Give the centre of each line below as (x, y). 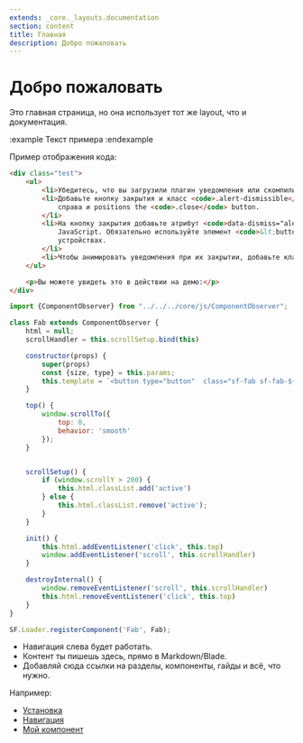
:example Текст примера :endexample (81, 140)
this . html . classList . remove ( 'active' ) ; (132, 506)
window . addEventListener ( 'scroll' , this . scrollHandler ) (149, 555)
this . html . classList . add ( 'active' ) (124, 489)
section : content (42, 26)
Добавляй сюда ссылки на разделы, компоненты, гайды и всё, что (151, 666)
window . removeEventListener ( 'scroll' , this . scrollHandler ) (155, 588)
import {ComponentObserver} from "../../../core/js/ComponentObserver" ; (149, 307)
